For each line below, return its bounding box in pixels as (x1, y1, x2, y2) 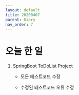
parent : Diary (5, 17, 36, 22)
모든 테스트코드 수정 (20, 73, 61, 80)
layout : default (5, 7, 40, 13)
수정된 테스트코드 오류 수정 (20, 84, 74, 90)
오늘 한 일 (5, 46, 43, 57)
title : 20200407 (5, 12, 40, 17)
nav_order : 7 (5, 22, 33, 27)
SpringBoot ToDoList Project (12, 63, 73, 69)
